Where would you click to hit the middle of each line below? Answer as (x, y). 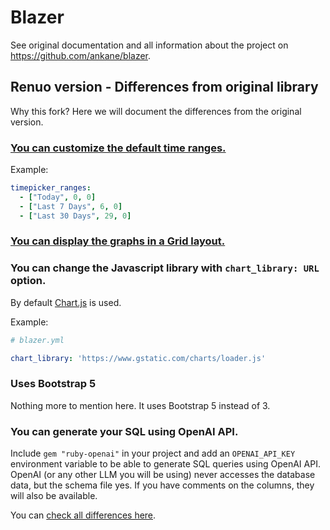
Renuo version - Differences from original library (164, 87)
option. (28, 281)
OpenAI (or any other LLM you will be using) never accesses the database (163, 475)
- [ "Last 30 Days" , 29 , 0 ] (75, 216)
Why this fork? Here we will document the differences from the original (156, 111)
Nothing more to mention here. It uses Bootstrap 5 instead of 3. (140, 405)
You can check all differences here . (83, 515)
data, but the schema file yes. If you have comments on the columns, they (162, 485)
